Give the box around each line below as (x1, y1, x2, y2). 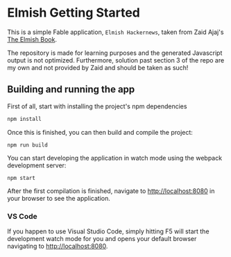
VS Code (7, 211, 37, 221)
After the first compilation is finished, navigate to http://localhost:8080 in (7, 186, 215, 195)
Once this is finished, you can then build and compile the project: (7, 128, 193, 136)
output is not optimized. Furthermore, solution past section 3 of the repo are (7, 56, 225, 64)
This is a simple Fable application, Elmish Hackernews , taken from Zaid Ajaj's (7, 28, 224, 36)
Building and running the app (7, 83, 135, 95)
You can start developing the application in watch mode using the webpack (7, 154, 223, 162)
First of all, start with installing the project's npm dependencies (7, 102, 187, 110)
